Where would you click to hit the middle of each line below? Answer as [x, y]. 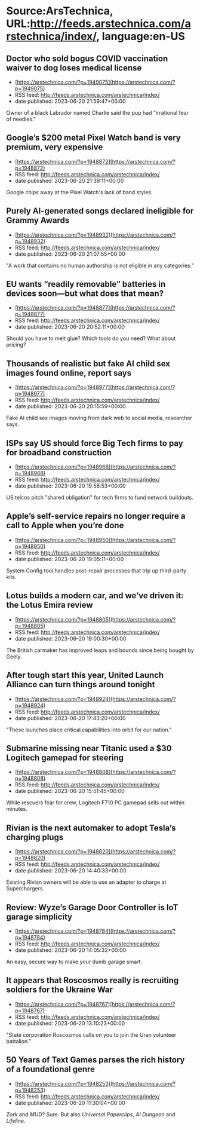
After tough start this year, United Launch [85, 676]
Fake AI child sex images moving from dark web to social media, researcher [99, 418]
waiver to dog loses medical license [74, 68]
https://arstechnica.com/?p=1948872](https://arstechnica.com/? [96, 161]
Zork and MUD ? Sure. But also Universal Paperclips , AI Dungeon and [91, 1114]
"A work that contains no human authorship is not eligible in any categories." [100, 265]
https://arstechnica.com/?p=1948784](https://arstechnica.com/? [96, 931]
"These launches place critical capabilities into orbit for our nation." [89, 730]
